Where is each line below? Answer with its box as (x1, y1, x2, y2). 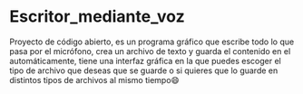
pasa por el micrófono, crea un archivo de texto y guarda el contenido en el (9, 45, 291, 56)
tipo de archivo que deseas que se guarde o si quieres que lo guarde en (9, 65, 279, 76)
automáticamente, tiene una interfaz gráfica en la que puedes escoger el (9, 55, 281, 66)
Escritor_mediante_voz (9, 6, 185, 27)
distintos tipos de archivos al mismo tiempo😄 (9, 74, 180, 85)
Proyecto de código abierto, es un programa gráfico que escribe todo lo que (9, 36, 295, 47)
